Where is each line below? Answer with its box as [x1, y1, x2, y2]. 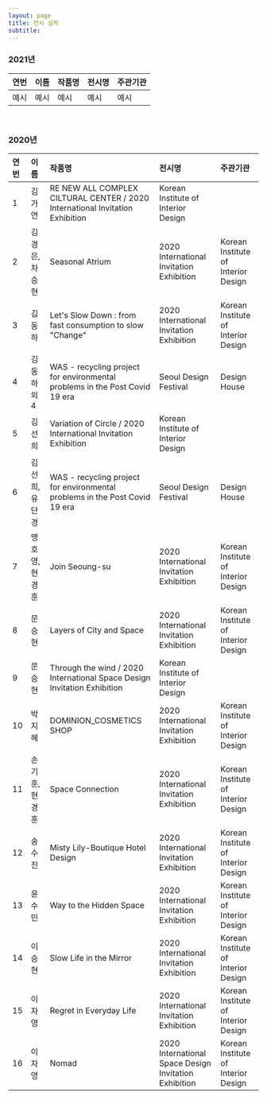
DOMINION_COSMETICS [49, 714, 142, 726]
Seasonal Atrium [49, 256, 111, 267]
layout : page [8, 11, 52, 20]
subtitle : [8, 26, 41, 34]
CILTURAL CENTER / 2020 [49, 192, 149, 203]
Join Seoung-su [49, 561, 111, 572]
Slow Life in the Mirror [49, 952, 133, 963]
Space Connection [49, 784, 119, 795]
